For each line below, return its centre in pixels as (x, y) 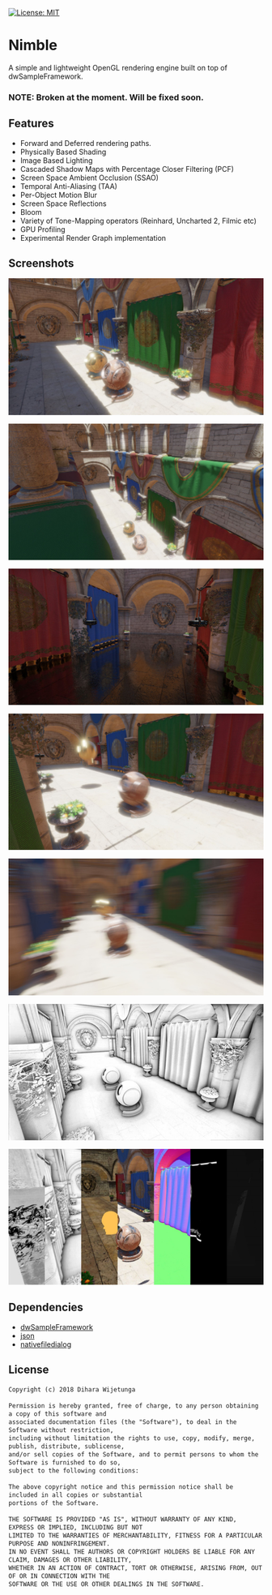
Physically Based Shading (63, 152)
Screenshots (41, 264)
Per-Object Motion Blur (59, 195)
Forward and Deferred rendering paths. (85, 143)
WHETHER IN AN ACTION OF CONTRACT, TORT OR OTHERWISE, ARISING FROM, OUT (136, 1568)
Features (31, 124)
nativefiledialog (45, 1344)
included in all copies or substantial (76, 1495)
